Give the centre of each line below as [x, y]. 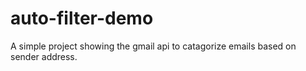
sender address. [44, 56]
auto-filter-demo [82, 18]
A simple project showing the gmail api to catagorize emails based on [153, 46]
